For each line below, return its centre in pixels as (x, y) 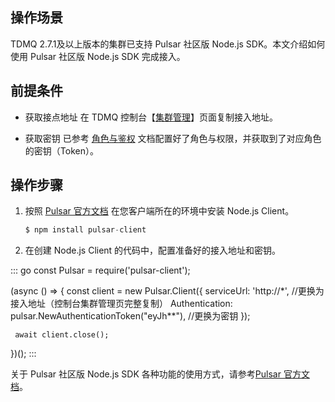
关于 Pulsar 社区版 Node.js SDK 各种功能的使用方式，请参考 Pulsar (146, 374)
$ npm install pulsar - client (85, 230)
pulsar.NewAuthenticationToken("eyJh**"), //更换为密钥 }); (130, 316)
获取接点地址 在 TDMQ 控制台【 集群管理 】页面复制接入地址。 (151, 117)
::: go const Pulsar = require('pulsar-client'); (100, 270)
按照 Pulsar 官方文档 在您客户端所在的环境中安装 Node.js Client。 (159, 211)
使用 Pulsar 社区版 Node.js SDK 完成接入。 (98, 56)
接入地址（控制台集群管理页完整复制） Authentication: (121, 304)
